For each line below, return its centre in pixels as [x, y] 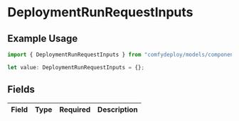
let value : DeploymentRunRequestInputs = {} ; [76, 67]
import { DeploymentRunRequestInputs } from [74, 54]
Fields [21, 90]
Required [75, 109]
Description [118, 109]
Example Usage [43, 39]
